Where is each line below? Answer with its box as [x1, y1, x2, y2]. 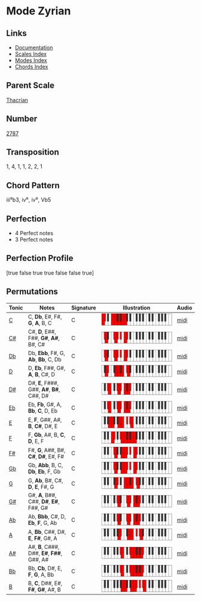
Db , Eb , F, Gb [28, 468, 61, 475]
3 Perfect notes [14, 236, 54, 244]
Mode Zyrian [6, 4, 71, 18]
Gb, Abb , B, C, [28, 462, 63, 469]
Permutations [6, 287, 58, 297]
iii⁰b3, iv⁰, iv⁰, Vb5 [6, 196, 51, 203]
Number [6, 114, 38, 124]
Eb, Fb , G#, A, [28, 401, 62, 408]
